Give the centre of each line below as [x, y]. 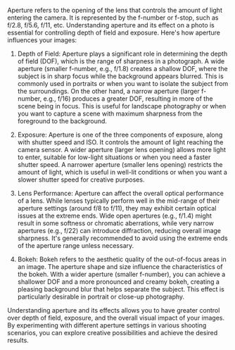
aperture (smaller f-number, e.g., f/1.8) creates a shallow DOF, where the [122, 69]
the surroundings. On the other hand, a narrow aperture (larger [109, 91]
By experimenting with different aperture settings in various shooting [107, 325]
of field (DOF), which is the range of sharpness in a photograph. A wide [121, 61]
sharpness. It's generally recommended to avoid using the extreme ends [122, 238]
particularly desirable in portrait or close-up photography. [101, 296]
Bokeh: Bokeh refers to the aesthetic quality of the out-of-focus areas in [122, 259]
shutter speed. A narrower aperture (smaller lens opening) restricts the [120, 164]
